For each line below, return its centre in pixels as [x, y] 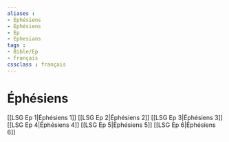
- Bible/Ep [23, 52]
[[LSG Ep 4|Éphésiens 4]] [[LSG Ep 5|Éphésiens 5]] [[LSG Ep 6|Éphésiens [111, 125]
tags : [17, 45]
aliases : [21, 13]
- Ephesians [24, 39]
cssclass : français [37, 64]
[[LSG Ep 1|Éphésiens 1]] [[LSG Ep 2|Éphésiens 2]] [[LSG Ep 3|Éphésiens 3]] [115, 117]
